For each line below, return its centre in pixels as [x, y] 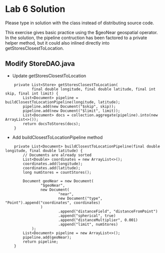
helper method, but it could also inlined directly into [57, 43]
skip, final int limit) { [32, 93]
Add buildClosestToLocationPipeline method [57, 137]
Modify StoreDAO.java [40, 64]
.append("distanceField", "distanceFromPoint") [108, 211]
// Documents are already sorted [57, 155]
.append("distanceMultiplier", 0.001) [98, 220]
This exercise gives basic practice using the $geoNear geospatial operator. [82, 32]
